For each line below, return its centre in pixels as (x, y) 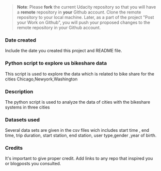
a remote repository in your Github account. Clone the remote (79, 12)
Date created (21, 40)
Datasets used (23, 120)
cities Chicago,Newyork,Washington (41, 79)
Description (19, 92)
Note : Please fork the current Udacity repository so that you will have (86, 7)
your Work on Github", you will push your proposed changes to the (83, 22)
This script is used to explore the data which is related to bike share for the (80, 74)
